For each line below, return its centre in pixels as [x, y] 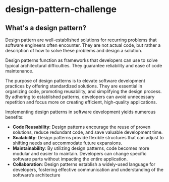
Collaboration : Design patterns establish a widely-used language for [84, 164]
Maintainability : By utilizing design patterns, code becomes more [81, 148]
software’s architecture [36, 175]
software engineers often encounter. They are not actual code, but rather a [83, 45]
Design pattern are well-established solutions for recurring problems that [81, 40]
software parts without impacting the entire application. [70, 159]
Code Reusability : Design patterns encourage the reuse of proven [81, 127]
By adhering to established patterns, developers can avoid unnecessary [80, 97]
